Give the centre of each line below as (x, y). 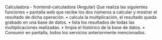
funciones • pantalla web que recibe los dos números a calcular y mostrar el (81, 12)
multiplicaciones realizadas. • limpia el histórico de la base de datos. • (75, 27)
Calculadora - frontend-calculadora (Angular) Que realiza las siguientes (76, 7)
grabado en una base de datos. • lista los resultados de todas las (70, 22)
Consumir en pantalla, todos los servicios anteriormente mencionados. (75, 33)
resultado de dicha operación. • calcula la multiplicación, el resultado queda (81, 17)
